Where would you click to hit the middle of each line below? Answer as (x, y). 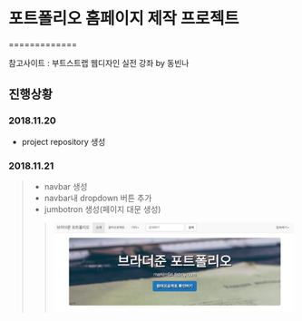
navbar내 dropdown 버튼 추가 (98, 198)
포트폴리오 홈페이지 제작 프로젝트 (124, 19)
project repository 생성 (63, 141)
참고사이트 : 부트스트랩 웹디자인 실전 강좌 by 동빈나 (99, 63)
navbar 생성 (66, 186)
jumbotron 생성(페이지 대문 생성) (102, 209)
